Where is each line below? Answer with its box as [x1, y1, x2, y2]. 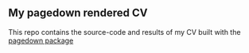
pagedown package [8, 36, 74, 45]
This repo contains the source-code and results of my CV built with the [8, 27, 241, 36]
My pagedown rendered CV [8, 6, 148, 20]
